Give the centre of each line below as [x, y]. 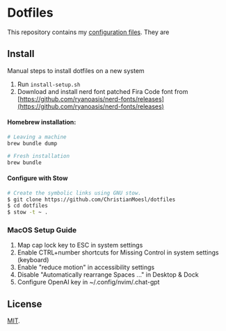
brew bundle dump [32, 143]
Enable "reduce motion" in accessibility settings [86, 267]
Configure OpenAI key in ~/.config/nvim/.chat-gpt [88, 282]
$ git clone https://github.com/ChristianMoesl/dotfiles [91, 200]
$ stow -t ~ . [28, 212]
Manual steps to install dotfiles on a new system [76, 70]
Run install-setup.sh [49, 84]
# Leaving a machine [37, 137]
